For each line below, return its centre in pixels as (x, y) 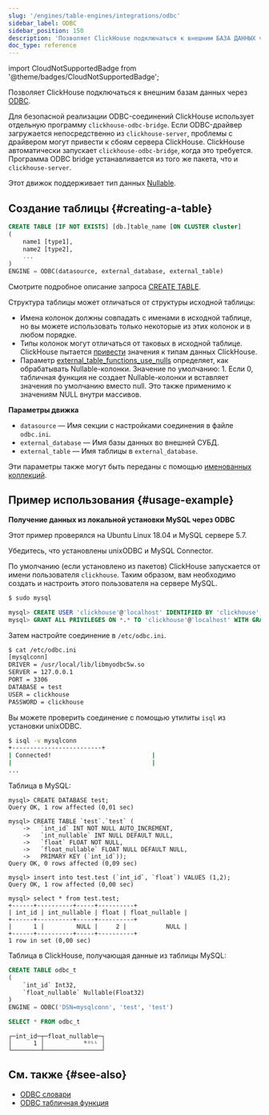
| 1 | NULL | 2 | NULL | (98, 927)
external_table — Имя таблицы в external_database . (109, 451)
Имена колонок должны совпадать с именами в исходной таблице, (136, 318)
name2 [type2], (48, 249)
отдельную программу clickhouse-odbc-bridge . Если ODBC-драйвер (125, 125)
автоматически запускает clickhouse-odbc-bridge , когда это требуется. (131, 151)
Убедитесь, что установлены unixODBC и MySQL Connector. (111, 551)
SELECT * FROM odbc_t (44, 1022)
